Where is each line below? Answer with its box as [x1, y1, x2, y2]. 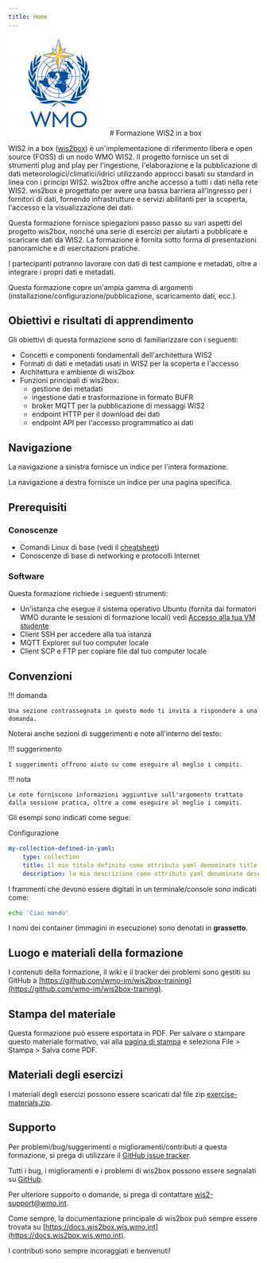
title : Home [8, 13, 48, 21]
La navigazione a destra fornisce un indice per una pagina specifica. [8, 478, 232, 487]
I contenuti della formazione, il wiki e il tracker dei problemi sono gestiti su [8, 967, 251, 977]
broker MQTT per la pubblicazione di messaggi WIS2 [31, 401, 205, 411]
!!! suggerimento [8, 744, 62, 754]
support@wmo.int [8, 1198, 68, 1207]
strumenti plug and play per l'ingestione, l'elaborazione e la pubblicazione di [8, 160, 258, 170]
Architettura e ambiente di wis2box [19, 367, 135, 377]
